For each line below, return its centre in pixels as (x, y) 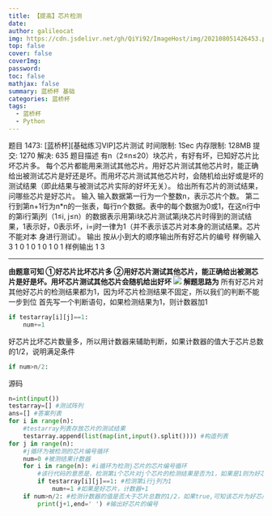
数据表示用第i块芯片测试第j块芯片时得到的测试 (169, 216)
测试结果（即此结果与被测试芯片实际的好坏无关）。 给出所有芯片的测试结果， (135, 186)
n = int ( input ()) (34, 399)
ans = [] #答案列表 (35, 414)
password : (25, 69)
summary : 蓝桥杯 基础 (42, 91)
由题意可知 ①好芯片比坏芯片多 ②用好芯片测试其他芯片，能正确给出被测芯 (134, 271)
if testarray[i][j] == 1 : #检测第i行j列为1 (104, 482)
